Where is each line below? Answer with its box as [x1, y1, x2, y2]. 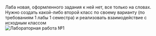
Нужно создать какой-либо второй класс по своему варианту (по [5, 9, 145, 15]
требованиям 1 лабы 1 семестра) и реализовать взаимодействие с [5, 15, 147, 20]
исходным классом [5, 20, 47, 26]
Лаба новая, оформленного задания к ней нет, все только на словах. [5, 4, 152, 10]
